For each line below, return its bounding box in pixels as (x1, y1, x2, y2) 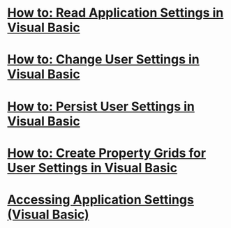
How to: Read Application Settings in (7, 5, 224, 21)
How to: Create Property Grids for (7, 145, 207, 161)
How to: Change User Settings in (7, 52, 200, 68)
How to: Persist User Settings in (7, 98, 195, 114)
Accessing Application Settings (7, 192, 194, 207)
